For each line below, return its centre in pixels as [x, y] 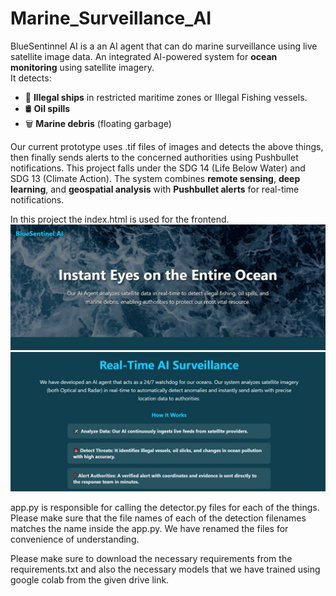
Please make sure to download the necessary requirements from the [151, 559]
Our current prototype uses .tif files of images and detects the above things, [167, 146]
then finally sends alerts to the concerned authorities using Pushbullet [154, 157]
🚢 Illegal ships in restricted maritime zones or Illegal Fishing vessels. [166, 97]
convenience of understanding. [75, 539]
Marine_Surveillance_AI [111, 18]
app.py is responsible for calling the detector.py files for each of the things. [165, 508]
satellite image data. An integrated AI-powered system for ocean [144, 56]
